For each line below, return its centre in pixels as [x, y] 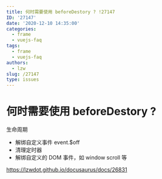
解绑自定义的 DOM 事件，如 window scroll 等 [71, 158]
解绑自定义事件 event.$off [47, 143]
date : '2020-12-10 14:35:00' [43, 23]
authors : [17, 62]
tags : [13, 46]
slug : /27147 [23, 74]
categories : [21, 29]
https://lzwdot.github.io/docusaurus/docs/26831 [67, 170]
